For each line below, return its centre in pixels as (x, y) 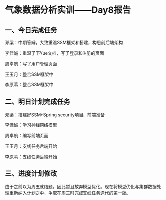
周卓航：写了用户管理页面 (31, 64)
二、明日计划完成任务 (38, 102)
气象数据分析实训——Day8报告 (68, 10)
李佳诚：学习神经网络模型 (31, 125)
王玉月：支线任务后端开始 (31, 146)
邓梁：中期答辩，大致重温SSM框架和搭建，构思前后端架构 (64, 43)
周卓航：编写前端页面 (27, 135)
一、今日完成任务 (31, 30)
